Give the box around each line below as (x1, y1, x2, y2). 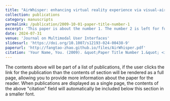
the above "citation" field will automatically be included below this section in (5, 85, 164, 91)
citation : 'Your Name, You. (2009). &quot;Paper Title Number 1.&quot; (5, 50, 159, 55)
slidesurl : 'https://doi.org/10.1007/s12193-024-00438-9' (5, 41, 130, 46)
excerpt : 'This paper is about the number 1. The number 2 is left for (5, 26, 159, 31)
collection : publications (5, 12, 60, 17)
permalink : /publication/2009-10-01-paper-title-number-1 (5, 21, 130, 27)
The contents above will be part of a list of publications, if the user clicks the (5, 64, 164, 70)
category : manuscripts (5, 17, 53, 22)
